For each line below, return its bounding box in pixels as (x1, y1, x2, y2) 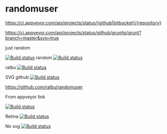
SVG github (5, 74, 29, 80)
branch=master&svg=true (5, 35, 59, 41)
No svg (5, 123, 20, 129)
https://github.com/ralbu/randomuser (5, 84, 83, 90)
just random (5, 44, 30, 51)
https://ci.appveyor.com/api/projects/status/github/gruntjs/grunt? (5, 29, 142, 35)
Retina (5, 113, 19, 119)
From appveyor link (5, 94, 46, 100)
